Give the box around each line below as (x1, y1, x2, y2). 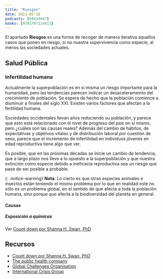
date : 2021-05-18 (5, 12, 41, 17)
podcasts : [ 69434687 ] (5, 16, 49, 21)
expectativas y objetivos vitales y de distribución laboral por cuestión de (5, 130, 151, 136)
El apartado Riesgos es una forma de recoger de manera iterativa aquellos (5, 34, 156, 40)
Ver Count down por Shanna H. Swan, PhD (5, 226, 92, 232)
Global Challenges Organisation (12, 263, 76, 269)
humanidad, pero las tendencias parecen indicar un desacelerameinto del (5, 90, 153, 95)
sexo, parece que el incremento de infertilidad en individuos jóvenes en (5, 136, 149, 141)
